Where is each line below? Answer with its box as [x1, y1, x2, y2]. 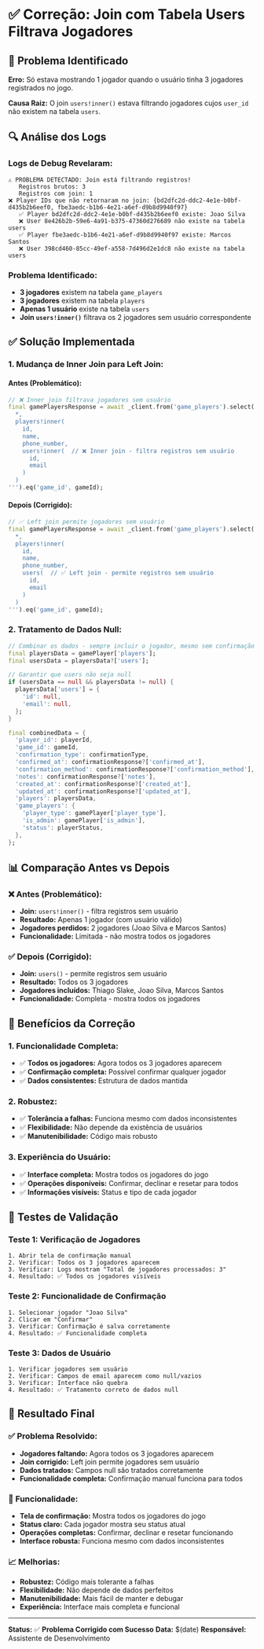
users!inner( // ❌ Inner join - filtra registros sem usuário [22, 446, 235, 455]
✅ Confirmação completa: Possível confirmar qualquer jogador [19, 1067, 226, 1077]
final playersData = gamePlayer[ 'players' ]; [8, 649, 156, 657]
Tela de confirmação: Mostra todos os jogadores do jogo [19, 1511, 206, 1521]
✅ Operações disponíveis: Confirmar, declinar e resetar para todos [19, 1178, 239, 1188]
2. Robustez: [8, 1096, 57, 1107]
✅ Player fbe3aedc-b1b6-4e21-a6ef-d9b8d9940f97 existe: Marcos [18, 230, 232, 239]
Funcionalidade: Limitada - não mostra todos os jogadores [19, 931, 211, 941]
